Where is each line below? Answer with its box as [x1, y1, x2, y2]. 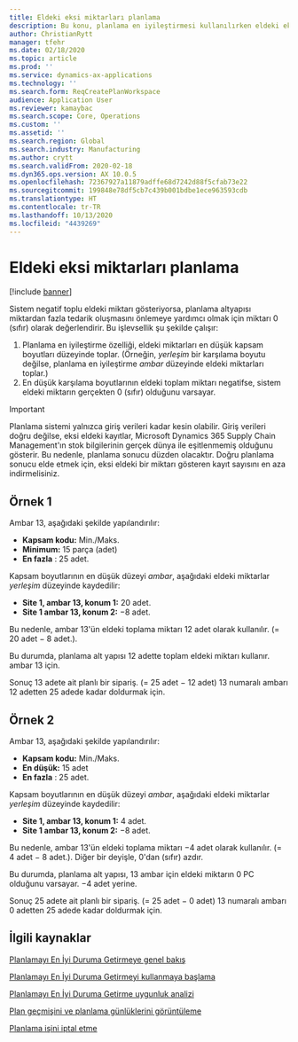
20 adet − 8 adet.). [9, 633, 78, 644]
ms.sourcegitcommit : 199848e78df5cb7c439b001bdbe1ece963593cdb [9, 186, 248, 195]
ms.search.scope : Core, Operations [9, 112, 141, 121]
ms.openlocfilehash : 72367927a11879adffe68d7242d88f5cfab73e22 [9, 178, 248, 187]
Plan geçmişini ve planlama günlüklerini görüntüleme [9, 1006, 202, 1016]
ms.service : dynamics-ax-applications [9, 71, 153, 80]
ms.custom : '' [9, 121, 62, 129]
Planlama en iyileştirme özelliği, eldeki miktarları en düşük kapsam [21, 340, 264, 350]
